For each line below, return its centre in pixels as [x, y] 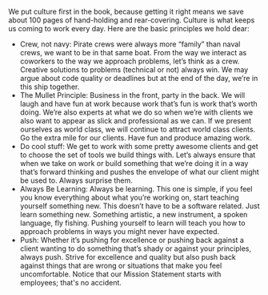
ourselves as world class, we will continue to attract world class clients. [138, 129]
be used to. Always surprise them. [76, 180]
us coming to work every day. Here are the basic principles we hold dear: [129, 28]
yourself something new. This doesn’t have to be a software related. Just [140, 206]
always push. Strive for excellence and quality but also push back [128, 257]
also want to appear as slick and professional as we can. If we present [136, 121]
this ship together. [50, 87]
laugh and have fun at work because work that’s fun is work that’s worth [138, 104]
